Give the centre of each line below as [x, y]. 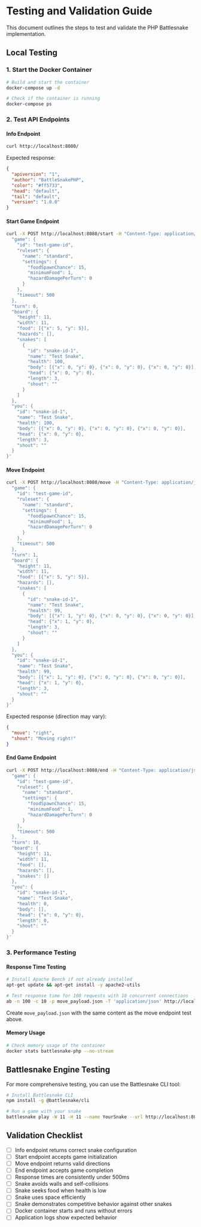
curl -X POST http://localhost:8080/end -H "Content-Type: [81, 770]
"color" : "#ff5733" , [37, 185]
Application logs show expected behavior [66, 1217]
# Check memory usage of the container [56, 1045]
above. [15, 1019]
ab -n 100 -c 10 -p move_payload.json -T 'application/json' [84, 1001]
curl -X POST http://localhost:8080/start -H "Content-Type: [84, 234]
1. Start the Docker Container [49, 70]
